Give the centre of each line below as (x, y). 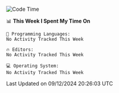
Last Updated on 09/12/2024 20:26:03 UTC (59, 84)
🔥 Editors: (20, 50)
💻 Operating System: (33, 66)
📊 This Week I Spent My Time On (48, 21)
